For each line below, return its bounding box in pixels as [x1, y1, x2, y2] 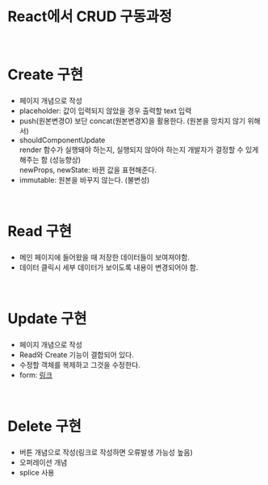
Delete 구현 [7, 417, 82, 436]
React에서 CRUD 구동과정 [7, 7, 173, 26]
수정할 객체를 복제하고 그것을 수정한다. [19, 361, 140, 370]
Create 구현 [7, 65, 84, 84]
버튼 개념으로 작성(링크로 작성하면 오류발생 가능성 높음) [19, 448, 193, 458]
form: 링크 [19, 370, 53, 380]
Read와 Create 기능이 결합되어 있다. [19, 350, 134, 360]
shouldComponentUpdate [19, 135, 106, 145]
